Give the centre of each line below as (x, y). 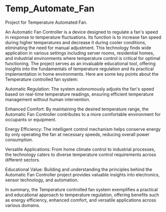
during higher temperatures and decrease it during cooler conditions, (76, 42)
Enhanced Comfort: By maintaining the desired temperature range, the (77, 109)
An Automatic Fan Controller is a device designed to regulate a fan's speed (82, 32)
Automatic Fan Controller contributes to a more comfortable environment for (83, 114)
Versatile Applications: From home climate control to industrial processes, (80, 149)
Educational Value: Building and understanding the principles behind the (79, 169)
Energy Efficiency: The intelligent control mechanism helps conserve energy (83, 129)
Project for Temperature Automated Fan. (46, 22)
